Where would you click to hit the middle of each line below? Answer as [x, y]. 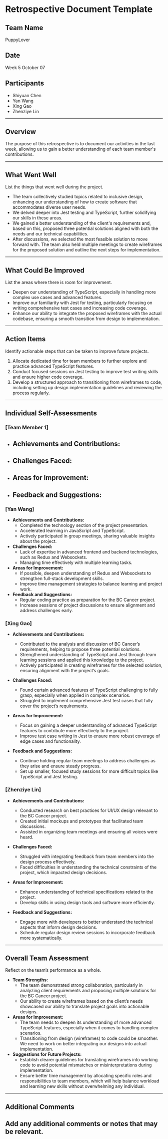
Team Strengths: [30, 980]
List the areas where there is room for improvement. [59, 282]
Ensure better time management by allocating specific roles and [85, 1076]
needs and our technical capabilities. [50, 234]
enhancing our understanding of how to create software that [75, 202]
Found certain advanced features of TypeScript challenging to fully [89, 690]
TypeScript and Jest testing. [49, 777]
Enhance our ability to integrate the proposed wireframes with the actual [87, 314]
